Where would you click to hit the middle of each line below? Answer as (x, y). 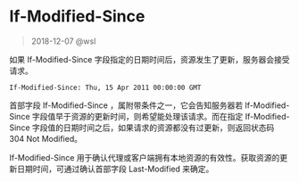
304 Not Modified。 (46, 138)
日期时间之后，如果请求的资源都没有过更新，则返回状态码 (169, 128)
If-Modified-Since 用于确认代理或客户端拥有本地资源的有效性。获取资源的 (145, 157)
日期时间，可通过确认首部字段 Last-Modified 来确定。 (115, 169)
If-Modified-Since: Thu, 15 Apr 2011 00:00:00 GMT (105, 87)
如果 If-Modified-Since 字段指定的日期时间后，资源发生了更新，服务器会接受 (149, 59)
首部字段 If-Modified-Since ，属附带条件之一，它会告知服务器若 (126, 105)
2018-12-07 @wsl (63, 41)
